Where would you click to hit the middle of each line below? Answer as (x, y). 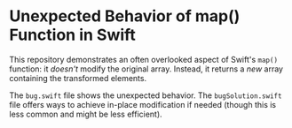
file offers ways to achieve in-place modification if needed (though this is (143, 104)
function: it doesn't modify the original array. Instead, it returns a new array (146, 69)
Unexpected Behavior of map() (125, 16)
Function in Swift (72, 35)
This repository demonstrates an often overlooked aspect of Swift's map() (143, 59)
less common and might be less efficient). (86, 114)
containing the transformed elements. (78, 78)
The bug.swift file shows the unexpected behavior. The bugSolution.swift (146, 95)
